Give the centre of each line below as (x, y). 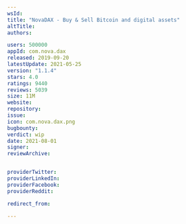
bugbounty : (23, 128)
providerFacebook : (33, 185)
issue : (17, 115)
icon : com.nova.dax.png (41, 122)
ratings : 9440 (28, 83)
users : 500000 (28, 45)
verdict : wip (26, 135)
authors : (20, 33)
